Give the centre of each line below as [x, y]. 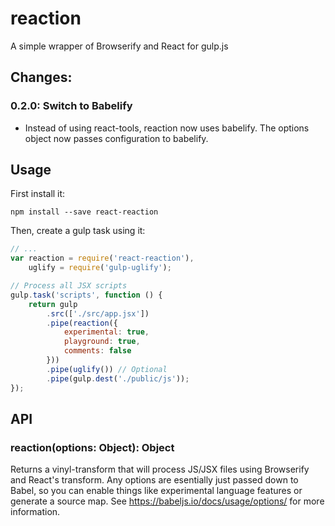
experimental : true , [106, 332]
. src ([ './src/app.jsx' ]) [98, 313]
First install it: [38, 194]
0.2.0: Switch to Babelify [71, 106]
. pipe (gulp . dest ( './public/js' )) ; [118, 378]
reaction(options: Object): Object [92, 447]
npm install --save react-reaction [84, 212]
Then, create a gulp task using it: [78, 231]
